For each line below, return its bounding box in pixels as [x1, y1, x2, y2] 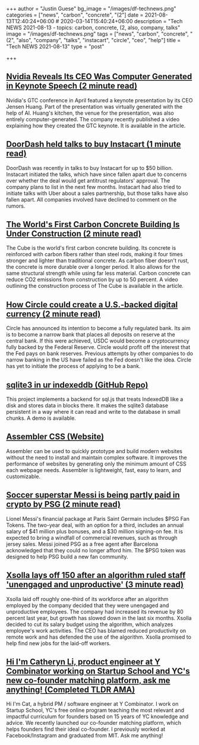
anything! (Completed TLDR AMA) [6, 684, 135, 694]
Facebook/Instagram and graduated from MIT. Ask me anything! [6, 732, 163, 739]
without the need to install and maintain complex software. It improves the [6, 454, 187, 461]
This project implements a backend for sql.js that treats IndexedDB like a [6, 395, 184, 403]
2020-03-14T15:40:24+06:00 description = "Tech [60, 18, 183, 24]
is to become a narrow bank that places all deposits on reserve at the [6, 331, 175, 338]
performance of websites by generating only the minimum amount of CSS [6, 460, 187, 467]
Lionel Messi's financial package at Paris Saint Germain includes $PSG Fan [6, 515, 190, 522]
